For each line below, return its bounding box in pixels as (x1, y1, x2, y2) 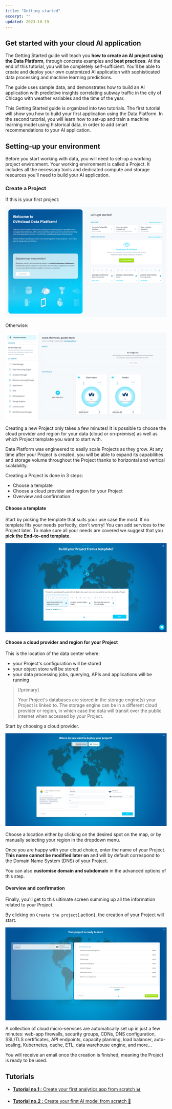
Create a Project (5, 185, 47, 192)
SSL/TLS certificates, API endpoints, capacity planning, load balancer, (5, 1037, 153, 1043)
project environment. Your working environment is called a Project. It (5, 161, 150, 167)
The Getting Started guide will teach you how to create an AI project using (5, 52, 163, 59)
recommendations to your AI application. (5, 127, 91, 133)
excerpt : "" (5, 13, 31, 19)
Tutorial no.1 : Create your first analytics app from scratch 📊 (12, 1086, 141, 1093)
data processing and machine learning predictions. (5, 75, 113, 81)
